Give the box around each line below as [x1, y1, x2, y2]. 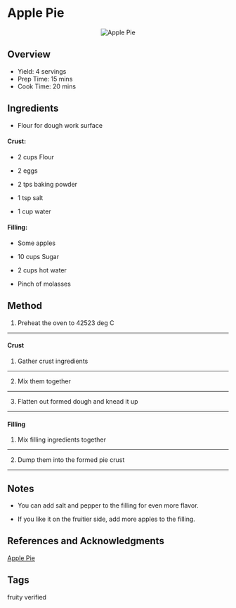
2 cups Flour [17, 152, 55, 161]
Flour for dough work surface [17, 121, 103, 129]
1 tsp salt [17, 193, 44, 201]
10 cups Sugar [17, 252, 60, 260]
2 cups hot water [17, 265, 67, 275]
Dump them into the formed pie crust [17, 456, 125, 464]
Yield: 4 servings [17, 67, 67, 75]
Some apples [17, 239, 56, 247]
